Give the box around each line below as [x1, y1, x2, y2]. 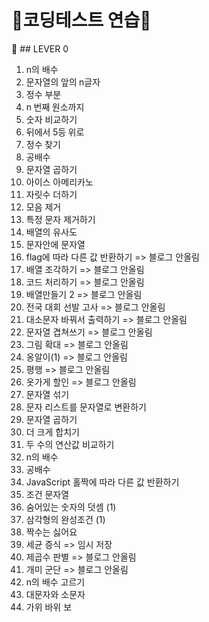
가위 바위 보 [25, 601, 73, 613]
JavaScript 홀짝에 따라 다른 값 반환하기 [25, 476, 180, 488]
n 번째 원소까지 [25, 101, 85, 113]
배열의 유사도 [25, 226, 78, 238]
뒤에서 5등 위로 [25, 126, 85, 138]
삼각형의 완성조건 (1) [25, 513, 106, 525]
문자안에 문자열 [25, 238, 86, 250]
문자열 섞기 [25, 388, 70, 400]
